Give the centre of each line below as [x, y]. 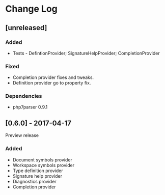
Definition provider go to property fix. [52, 83]
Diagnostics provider [35, 181]
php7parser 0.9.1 [30, 107]
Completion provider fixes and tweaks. [53, 77]
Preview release [22, 135]
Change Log [31, 9]
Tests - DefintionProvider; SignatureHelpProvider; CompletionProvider [86, 53]
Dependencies [24, 96]
